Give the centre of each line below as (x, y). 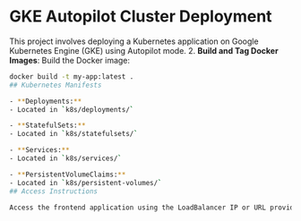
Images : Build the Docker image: (70, 60)
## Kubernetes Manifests (56, 85)
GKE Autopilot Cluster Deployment (141, 17)
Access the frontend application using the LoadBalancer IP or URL (138, 208)
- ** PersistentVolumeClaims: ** (68, 174)
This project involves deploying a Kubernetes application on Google (134, 41)
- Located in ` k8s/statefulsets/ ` (74, 134)
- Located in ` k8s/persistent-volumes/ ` (86, 183)
